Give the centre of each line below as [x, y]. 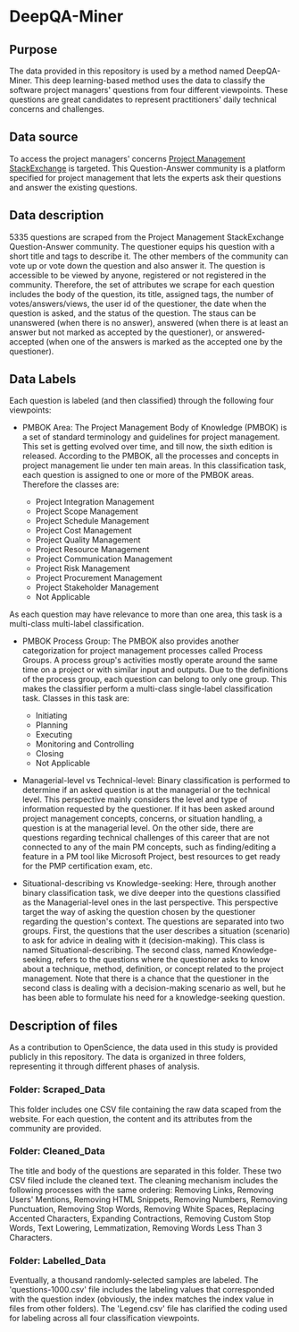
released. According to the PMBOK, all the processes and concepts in [150, 456]
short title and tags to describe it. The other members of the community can [149, 256]
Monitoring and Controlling [85, 744]
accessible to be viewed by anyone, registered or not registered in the [138, 275]
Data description [57, 215]
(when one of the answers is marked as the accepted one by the [164, 341]
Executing [54, 735]
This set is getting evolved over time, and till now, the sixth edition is [147, 447]
